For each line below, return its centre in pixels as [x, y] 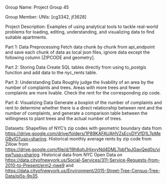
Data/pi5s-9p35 [21, 176]
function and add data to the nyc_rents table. [51, 72]
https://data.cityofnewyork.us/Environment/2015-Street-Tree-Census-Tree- [83, 170]
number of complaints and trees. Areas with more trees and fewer [73, 87]
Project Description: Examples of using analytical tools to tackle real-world [82, 26]
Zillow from [17, 144]
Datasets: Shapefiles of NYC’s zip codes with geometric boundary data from [83, 128]
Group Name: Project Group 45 [37, 7]
